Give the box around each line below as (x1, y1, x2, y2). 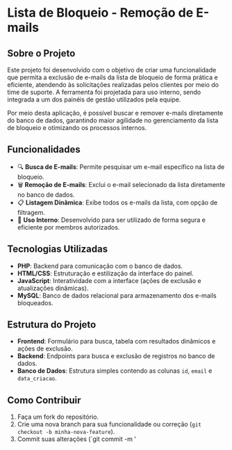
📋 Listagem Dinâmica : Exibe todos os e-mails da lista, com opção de (17, 198, 217, 207)
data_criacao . (17, 374, 57, 383)
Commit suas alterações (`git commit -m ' (17, 435, 137, 443)
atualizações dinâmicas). (17, 284, 89, 292)
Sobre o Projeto (7, 47, 76, 59)
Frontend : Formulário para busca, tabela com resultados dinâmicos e (17, 337, 216, 346)
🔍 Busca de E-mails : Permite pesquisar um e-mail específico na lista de (17, 162, 225, 171)
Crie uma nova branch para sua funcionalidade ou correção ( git (17, 420, 201, 428)
